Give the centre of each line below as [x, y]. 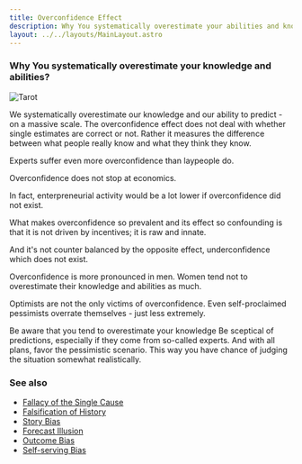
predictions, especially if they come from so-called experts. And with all [142, 340]
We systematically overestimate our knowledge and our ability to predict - [146, 114]
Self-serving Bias [54, 450]
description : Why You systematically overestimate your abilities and [144, 26]
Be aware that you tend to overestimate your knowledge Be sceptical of [142, 331]
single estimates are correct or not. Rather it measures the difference [137, 133]
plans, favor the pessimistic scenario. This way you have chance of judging [148, 350]
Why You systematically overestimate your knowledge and [141, 66]
